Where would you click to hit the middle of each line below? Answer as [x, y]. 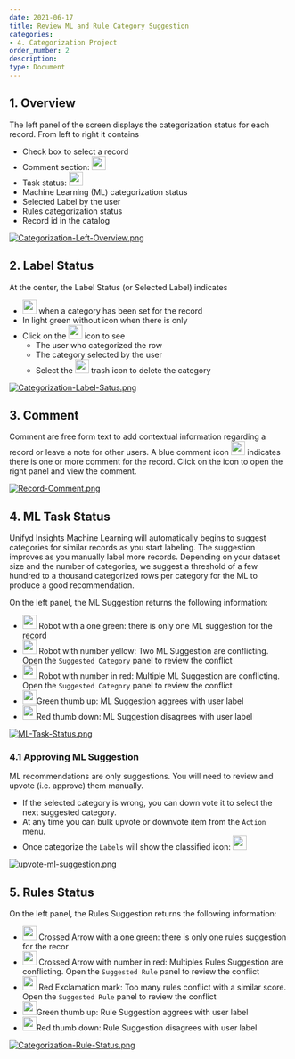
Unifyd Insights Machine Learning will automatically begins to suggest [138, 538]
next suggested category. [70, 812]
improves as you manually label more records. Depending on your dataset [145, 557]
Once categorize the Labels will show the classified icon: [127, 847]
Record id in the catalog [66, 220]
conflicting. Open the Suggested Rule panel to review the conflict [141, 972]
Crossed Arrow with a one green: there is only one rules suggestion [163, 937]
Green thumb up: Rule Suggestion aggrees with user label [142, 1013]
